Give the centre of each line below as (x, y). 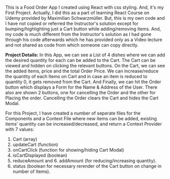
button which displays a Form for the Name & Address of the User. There (81, 87)
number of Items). (31, 171)
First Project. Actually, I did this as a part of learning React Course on (77, 13)
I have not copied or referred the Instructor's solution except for (72, 23)
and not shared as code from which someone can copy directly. (72, 45)
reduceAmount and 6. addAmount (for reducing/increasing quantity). (84, 161)
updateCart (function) (35, 145)
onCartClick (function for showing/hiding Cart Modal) (68, 150)
